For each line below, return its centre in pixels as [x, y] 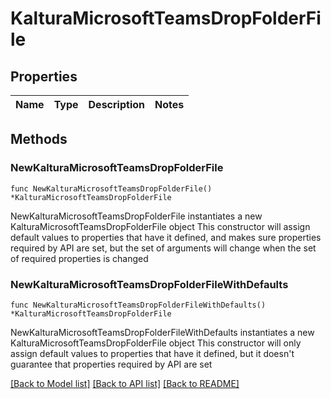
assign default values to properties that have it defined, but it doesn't [152, 353]
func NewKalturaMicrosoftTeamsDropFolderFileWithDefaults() [138, 305]
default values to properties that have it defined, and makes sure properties [166, 237]
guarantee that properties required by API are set [111, 364]
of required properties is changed [79, 258]
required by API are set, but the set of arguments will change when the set [163, 248]
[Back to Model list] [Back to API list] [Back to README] [125, 383]
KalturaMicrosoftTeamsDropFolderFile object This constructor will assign [160, 226]
